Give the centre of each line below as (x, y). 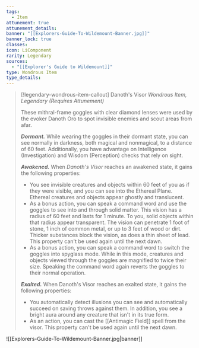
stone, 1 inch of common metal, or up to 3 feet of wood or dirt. (106, 229)
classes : (17, 45)
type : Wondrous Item (32, 72)
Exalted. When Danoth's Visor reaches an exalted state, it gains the (104, 285)
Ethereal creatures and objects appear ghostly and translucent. (107, 197)
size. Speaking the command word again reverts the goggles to (107, 267)
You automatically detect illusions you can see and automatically (108, 302)
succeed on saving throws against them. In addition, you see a (106, 308)
